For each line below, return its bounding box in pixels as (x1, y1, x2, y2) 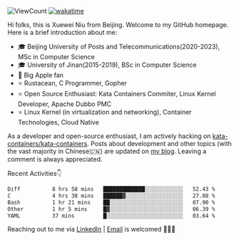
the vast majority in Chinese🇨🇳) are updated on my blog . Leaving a (7, 147, 207, 155)
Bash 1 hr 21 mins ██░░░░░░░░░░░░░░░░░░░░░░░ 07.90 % (7, 199, 215, 206)
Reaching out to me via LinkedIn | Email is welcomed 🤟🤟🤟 (7, 225, 176, 234)
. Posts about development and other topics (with (86, 140, 232, 147)
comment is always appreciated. (7, 155, 103, 163)
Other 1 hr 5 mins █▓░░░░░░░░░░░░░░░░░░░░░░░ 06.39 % (7, 205, 215, 213)
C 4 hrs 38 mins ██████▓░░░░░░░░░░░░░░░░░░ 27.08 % (7, 192, 215, 199)
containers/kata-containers (7, 140, 88, 147)
